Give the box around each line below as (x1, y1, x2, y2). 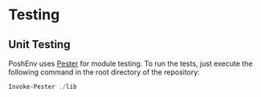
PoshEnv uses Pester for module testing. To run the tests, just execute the (8, 59, 253, 68)
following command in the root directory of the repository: (8, 67, 201, 77)
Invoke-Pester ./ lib (8, 83, 78, 91)
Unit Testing (8, 38, 71, 51)
